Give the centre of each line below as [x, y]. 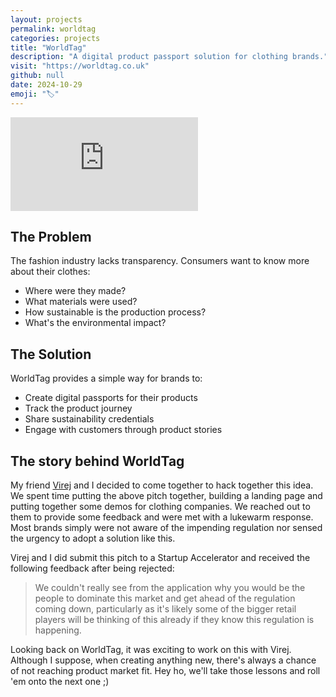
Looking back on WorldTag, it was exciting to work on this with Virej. [151, 650]
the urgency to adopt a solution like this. [93, 538]
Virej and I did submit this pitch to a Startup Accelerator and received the [160, 558]
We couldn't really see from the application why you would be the [170, 588]
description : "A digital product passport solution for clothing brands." [169, 57]
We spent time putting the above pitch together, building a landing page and [166, 496]
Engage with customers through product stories [123, 430]
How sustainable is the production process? [115, 312]
